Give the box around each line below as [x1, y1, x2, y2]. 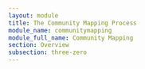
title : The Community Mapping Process [8, 19, 137, 27]
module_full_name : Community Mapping [8, 33, 134, 42]
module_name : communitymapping [8, 26, 112, 34]
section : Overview [8, 41, 69, 49]
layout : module [8, 11, 59, 20]
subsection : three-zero [8, 48, 88, 56]
